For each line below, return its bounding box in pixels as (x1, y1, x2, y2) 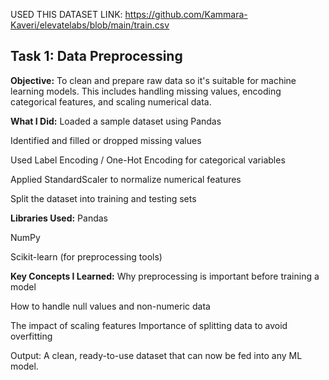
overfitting (10, 330, 53, 342)
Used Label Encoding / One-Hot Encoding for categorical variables (10, 154, 286, 166)
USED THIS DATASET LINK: (10, 9, 123, 20)
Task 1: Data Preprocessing (10, 48, 183, 65)
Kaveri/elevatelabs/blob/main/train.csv (10, 19, 170, 31)
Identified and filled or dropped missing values (10, 134, 202, 146)
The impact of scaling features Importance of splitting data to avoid (10, 319, 288, 331)
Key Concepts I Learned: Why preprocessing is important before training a (10, 270, 320, 282)
